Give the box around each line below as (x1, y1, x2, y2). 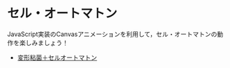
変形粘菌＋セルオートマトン (17, 53, 98, 62)
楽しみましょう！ (19, 38, 68, 46)
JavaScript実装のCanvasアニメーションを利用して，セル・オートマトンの (7, 30, 217, 38)
